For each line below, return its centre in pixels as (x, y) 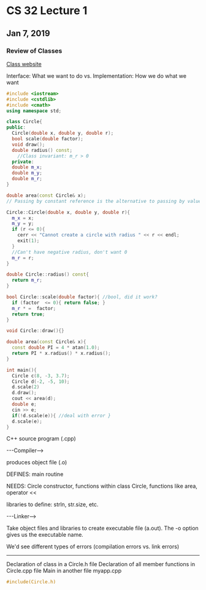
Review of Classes (34, 51)
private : (23, 162)
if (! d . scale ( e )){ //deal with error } (62, 415)
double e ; (24, 404)
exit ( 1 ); (29, 241)
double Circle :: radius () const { (48, 274)
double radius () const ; (42, 150)
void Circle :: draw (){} (35, 331)
